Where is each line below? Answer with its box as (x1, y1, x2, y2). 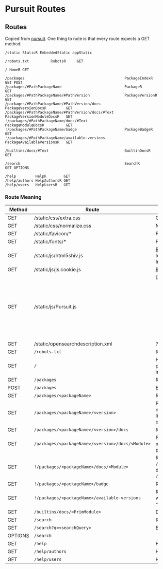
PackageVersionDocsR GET (5, 106, 73, 111)
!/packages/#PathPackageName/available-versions (5, 135, 105, 140)
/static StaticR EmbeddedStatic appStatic (5, 50, 92, 55)
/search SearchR (5, 161, 140, 166)
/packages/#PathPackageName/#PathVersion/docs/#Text (5, 110, 114, 115)
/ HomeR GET (5, 67, 29, 72)
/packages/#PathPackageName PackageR (5, 84, 142, 89)
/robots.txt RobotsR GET (5, 59, 83, 64)
